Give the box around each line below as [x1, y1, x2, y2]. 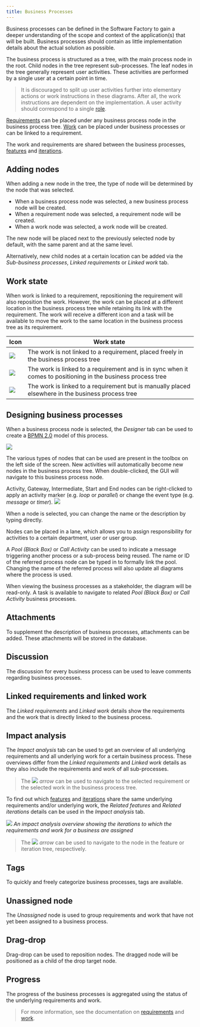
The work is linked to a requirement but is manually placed [27, 382, 190, 391]
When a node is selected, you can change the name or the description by [6, 510, 186, 517]
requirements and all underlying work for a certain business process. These [6, 753, 192, 760]
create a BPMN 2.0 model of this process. [6, 432, 109, 439]
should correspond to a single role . [20, 105, 107, 112]
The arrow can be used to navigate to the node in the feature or [20, 839, 185, 846]
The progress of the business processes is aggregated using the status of [6, 990, 187, 997]
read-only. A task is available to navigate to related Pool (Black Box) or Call [6, 589, 190, 596]
